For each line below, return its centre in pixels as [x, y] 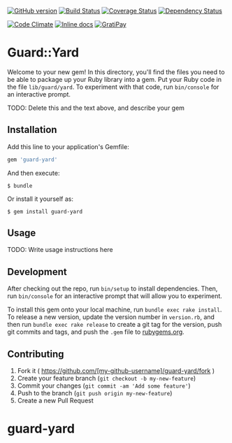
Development [37, 272]
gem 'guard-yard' [32, 160]
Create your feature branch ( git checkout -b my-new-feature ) [107, 379]
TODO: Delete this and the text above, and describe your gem [96, 108]
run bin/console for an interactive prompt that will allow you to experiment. [115, 296]
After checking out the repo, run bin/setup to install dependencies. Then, [113, 289]
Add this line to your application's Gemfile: [68, 146]
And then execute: [34, 173]
